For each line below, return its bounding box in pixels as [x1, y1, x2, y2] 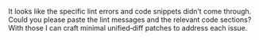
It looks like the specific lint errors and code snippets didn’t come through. [8, 7, 252, 16]
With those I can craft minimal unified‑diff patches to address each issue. [8, 24, 248, 32]
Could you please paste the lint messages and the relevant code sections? [8, 15, 252, 24]
